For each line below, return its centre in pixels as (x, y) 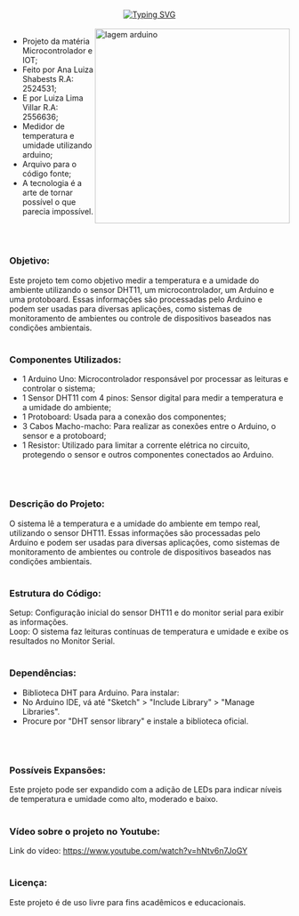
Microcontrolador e (57, 51)
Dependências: (43, 673)
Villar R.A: (40, 107)
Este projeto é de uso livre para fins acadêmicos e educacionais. (128, 902)
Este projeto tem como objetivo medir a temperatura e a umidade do (134, 280)
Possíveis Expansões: (58, 770)
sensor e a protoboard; (64, 436)
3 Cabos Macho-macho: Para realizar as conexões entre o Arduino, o (149, 426)
